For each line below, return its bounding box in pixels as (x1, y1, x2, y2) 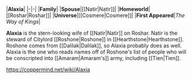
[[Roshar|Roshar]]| (6, 12, 51, 19)
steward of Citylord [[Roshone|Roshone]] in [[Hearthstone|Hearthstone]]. (6, 36, 184, 42)
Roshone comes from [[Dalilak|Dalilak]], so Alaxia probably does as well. (6, 42, 182, 49)
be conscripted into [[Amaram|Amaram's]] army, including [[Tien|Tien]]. (6, 55, 181, 61)
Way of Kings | (6, 18, 41, 25)
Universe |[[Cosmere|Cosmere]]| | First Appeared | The (54, 12, 186, 19)
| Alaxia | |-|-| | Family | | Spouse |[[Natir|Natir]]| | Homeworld (6, 6, 149, 12)
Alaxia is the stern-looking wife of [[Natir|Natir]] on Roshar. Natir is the (6, 29, 178, 37)
